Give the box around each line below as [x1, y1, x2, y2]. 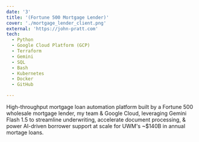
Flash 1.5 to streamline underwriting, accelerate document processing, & [6, 116, 186, 123]
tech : [6, 31, 20, 37]
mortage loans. [6, 129, 44, 136]
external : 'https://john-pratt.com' [6, 25, 98, 32]
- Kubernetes [11, 70, 45, 76]
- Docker [11, 76, 34, 82]
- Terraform [11, 48, 42, 54]
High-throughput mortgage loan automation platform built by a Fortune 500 [6, 103, 194, 110]
